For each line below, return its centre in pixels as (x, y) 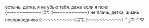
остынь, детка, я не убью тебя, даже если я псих (57, 7)
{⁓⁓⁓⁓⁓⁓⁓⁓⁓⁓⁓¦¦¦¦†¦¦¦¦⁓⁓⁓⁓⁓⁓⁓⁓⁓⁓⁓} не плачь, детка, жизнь (72, 12)
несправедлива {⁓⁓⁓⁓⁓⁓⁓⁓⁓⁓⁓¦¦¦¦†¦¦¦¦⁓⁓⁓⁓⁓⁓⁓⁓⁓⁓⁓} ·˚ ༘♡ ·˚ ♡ (75, 20)
